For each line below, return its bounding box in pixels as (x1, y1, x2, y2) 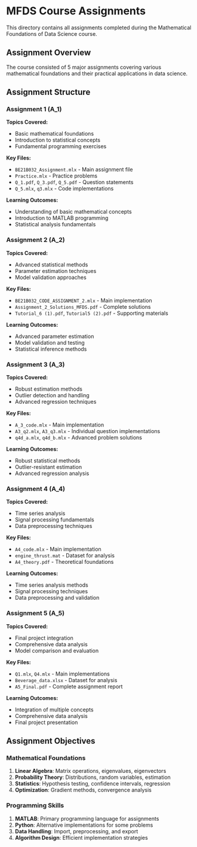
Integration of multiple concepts (14, 706, 94, 713)
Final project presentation (14, 719, 78, 726)
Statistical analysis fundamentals (14, 221, 96, 228)
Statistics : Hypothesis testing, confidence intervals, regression (14, 780, 171, 787)
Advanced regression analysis (14, 470, 90, 477)
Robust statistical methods (14, 457, 81, 464)
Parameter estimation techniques (14, 267, 97, 274)
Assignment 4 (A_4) (6, 484, 66, 493)
